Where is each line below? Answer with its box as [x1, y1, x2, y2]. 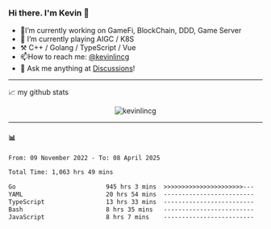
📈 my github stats [8, 87, 69, 97]
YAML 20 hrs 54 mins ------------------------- [8, 190, 254, 199]
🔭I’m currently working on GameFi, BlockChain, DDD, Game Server [19, 26, 242, 36]
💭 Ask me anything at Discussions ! [19, 64, 135, 74]
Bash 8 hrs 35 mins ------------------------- [8, 206, 254, 214]
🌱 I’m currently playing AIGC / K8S [19, 34, 135, 44]
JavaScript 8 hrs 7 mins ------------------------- [8, 213, 254, 221]
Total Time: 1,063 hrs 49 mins [8, 168, 114, 176]
